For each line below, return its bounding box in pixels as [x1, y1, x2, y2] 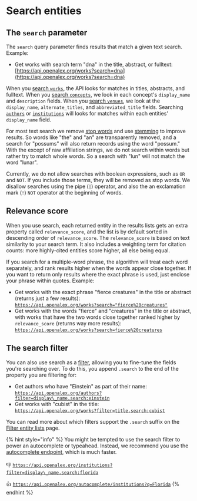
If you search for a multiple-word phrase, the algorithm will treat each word [6, 258, 188, 265]
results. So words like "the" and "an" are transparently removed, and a [6, 134, 176, 141]
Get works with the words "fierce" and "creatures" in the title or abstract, [14, 307, 192, 314]
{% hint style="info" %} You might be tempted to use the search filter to [6, 436, 181, 443]
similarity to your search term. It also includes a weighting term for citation [6, 240, 186, 248]
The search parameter [6, 28, 88, 38]
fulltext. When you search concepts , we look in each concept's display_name [6, 91, 191, 98]
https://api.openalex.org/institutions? [12, 462, 113, 468]
